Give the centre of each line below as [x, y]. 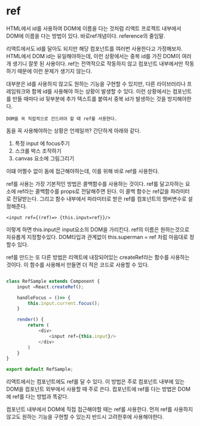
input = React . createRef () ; [50, 287]
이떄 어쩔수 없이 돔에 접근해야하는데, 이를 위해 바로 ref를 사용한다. [83, 171]
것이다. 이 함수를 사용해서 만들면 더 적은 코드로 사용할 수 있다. [78, 264]
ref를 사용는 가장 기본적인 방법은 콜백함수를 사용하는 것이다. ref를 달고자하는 [95, 183]
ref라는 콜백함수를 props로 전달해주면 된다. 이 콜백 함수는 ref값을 [93, 191]
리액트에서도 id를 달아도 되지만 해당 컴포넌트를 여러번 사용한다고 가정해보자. [95, 49]
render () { [30, 320]
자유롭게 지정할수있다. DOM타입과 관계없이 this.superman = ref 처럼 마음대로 [97, 237]
